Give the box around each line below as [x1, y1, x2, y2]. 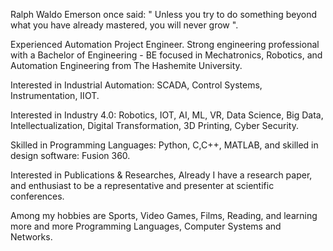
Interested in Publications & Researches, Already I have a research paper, [10, 169, 313, 181]
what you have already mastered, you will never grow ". [10, 19, 239, 31]
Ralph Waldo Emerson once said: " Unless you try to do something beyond [10, 9, 317, 20]
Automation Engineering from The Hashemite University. [10, 60, 243, 71]
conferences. [10, 190, 65, 202]
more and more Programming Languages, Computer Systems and [10, 220, 282, 232]
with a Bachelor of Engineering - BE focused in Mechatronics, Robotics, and [10, 49, 323, 61]
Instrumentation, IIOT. [10, 90, 100, 101]
